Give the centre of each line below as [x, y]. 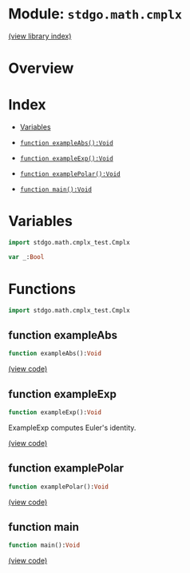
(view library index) [40, 36]
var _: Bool [26, 257]
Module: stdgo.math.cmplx [95, 14]
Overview [41, 68]
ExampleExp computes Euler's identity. [72, 428]
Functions [42, 289]
